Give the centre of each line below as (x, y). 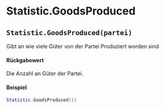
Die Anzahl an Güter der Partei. (45, 74)
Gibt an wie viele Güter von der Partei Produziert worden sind (82, 46)
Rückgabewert (25, 60)
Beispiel (17, 87)
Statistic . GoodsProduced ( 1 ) (42, 100)
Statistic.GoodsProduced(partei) (70, 33)
